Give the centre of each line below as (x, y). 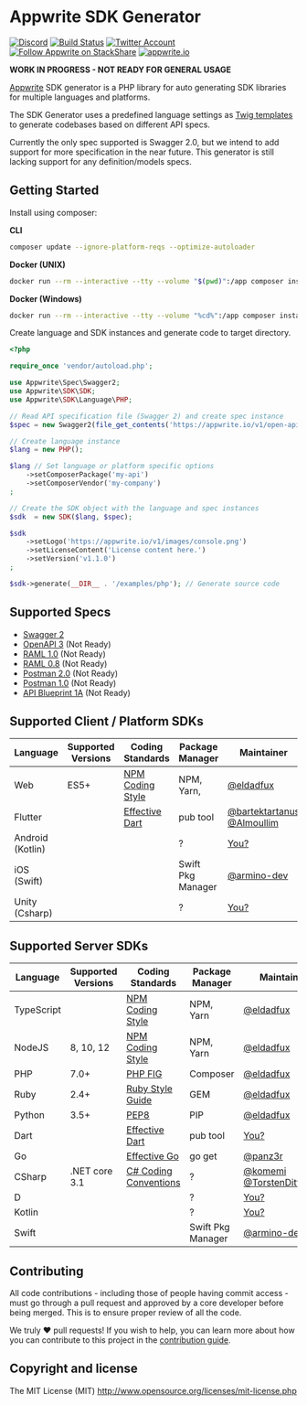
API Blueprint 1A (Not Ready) (76, 692)
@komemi (265, 1171)
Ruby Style (150, 1089)
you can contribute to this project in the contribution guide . (120, 1340)
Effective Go (153, 1156)
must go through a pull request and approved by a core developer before (147, 1303)
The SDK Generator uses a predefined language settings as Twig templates (151, 114)
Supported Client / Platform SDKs (106, 721)
